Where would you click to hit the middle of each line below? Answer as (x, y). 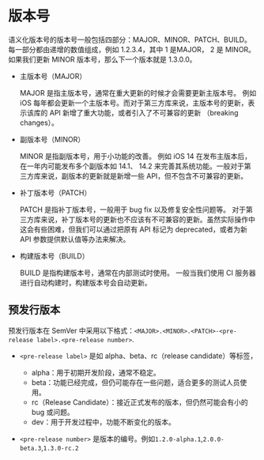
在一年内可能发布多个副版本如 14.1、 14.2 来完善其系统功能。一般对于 (132, 166)
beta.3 (30, 448)
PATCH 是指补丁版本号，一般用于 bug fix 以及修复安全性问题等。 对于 (133, 209)
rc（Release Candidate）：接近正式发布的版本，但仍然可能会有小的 (140, 402)
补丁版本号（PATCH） (55, 192)
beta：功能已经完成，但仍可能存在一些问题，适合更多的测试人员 (136, 382)
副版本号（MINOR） (52, 139)
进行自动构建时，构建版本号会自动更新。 (85, 282)
